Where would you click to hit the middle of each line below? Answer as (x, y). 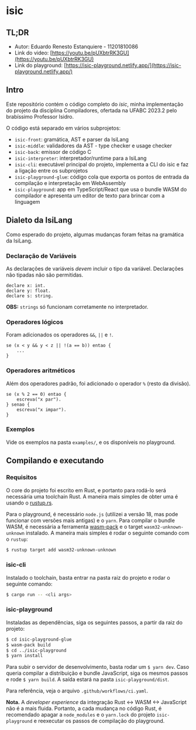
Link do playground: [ (40, 65)
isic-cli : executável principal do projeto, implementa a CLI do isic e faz (102, 164)
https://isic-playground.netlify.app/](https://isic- (123, 65)
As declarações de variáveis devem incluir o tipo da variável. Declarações (95, 268)
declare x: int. (26, 285)
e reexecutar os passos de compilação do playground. (99, 721)
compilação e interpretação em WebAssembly (70, 183)
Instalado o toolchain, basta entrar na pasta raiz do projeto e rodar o (88, 577)
